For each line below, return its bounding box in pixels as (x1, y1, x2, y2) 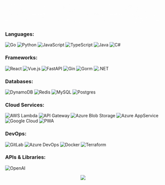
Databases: (5, 78, 34, 85)
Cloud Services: (5, 101, 44, 108)
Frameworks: (5, 54, 38, 61)
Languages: (5, 31, 35, 38)
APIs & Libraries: (5, 154, 46, 161)
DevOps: (5, 130, 27, 137)
